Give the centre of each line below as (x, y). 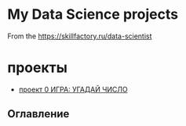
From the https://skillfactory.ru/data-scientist (80, 36)
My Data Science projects (93, 14)
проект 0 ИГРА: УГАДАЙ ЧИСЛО (73, 89)
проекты (37, 68)
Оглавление (38, 114)
